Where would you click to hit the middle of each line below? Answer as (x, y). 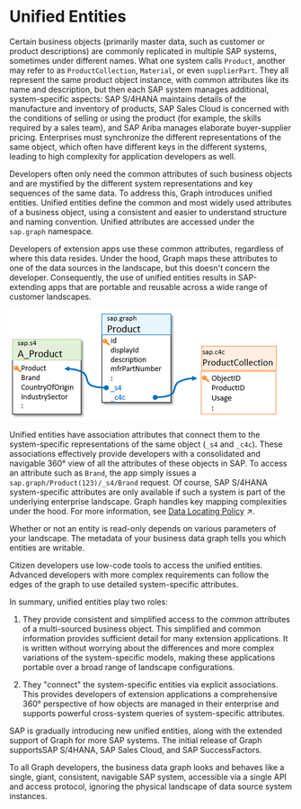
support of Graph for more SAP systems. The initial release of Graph (136, 740)
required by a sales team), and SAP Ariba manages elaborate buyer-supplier (150, 127)
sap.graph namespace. (52, 231)
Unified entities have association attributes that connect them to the (135, 434)
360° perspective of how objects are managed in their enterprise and (150, 704)
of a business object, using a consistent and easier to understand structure (148, 212)
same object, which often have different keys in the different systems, (138, 147)
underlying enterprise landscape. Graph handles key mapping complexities (148, 501)
